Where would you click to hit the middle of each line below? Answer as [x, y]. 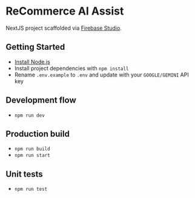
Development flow [41, 101]
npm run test [31, 189]
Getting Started [35, 47]
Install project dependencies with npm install [71, 68]
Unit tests [24, 174]
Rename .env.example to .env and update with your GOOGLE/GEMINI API [101, 75]
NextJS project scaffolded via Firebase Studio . [64, 28]
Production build [38, 134]
